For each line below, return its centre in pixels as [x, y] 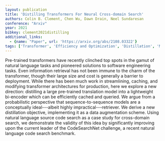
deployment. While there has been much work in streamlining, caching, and [82, 81]
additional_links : [24, 37]
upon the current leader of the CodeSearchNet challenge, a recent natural [80, 128]
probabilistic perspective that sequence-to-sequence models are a [73, 102]
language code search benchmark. [41, 133]
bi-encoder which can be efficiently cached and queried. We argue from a [80, 97]
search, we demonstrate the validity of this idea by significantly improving [80, 123]
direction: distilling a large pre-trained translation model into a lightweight [79, 91]
